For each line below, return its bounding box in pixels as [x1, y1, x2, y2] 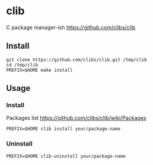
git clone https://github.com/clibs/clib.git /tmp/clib [6, 56, 147, 63]
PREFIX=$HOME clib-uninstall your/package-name [6, 153, 126, 159]
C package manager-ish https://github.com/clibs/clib [6, 24, 136, 31]
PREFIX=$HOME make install [6, 67, 73, 73]
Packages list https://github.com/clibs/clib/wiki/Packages [6, 115, 146, 122]
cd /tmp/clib [6, 62, 39, 68]
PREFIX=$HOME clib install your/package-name [6, 126, 120, 132]
